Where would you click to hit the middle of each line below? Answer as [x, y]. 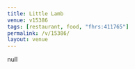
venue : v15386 [28, 20]
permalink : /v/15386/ [39, 33]
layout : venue [28, 40]
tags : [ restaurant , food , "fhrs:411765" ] [68, 26]
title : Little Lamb [35, 14]
